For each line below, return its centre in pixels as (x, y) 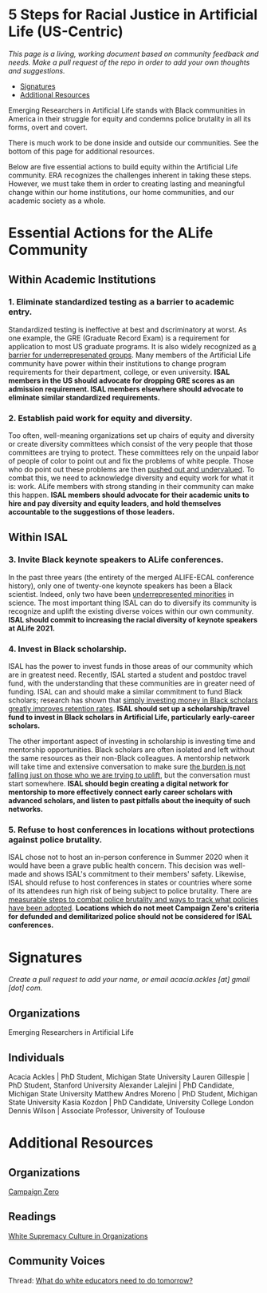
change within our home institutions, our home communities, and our (122, 192)
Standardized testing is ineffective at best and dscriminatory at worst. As (128, 329)
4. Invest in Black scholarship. (68, 649)
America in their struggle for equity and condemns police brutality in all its (130, 118)
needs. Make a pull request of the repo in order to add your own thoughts (129, 62)
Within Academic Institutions (82, 279)
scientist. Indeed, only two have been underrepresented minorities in (121, 594)
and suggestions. (37, 70)
